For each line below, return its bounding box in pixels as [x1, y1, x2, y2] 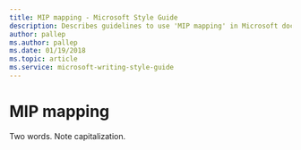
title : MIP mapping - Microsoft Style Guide [9, 12, 178, 22]
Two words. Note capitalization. [9, 130, 126, 141]
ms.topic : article [9, 54, 78, 63]
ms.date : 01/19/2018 [9, 46, 87, 55]
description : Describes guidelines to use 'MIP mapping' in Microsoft [9, 21, 279, 30]
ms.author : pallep [9, 37, 78, 47]
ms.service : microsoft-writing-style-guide [9, 63, 175, 72]
